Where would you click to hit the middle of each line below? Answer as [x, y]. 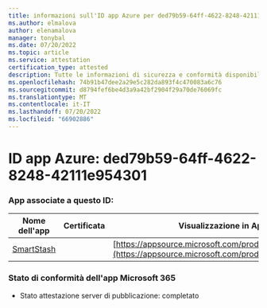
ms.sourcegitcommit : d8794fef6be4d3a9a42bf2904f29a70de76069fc [115, 90]
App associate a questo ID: [61, 200]
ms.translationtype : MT [48, 97]
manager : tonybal [37, 38]
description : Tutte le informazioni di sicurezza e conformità [115, 75]
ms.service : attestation [49, 60]
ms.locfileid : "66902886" [51, 119]
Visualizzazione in [214, 226]
